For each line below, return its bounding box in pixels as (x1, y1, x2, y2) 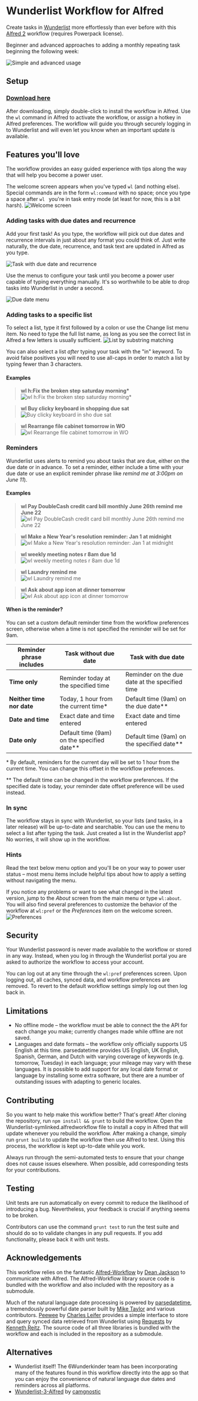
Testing (6, 1184, 35, 1194)
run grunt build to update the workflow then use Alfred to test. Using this (6, 1136, 185, 1143)
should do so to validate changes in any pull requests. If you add (6, 1229, 163, 1236)
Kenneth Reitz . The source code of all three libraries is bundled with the (6, 1324, 180, 1331)
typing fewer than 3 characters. (6, 360, 82, 368)
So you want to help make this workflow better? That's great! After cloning (6, 1111, 187, 1118)
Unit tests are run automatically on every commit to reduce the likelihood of (6, 1199, 189, 1206)
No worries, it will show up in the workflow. (6, 836, 111, 843)
